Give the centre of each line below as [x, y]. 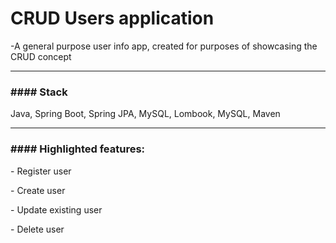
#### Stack [39, 92]
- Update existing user [56, 209]
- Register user [41, 171]
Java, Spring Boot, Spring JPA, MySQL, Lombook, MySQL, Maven [145, 114]
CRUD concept [41, 56]
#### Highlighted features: [78, 149]
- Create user [38, 190]
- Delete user [37, 229]
